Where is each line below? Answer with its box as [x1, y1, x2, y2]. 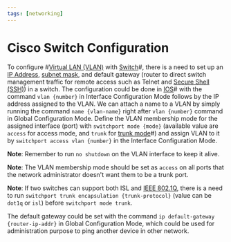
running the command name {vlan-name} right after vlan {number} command [7, 106, 223, 115]
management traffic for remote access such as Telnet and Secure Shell [7, 77, 210, 86]
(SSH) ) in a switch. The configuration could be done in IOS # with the [7, 84, 203, 93]
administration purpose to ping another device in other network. [7, 226, 190, 235]
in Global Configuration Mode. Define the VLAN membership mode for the [7, 114, 218, 122]
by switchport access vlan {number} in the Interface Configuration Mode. [7, 136, 218, 145]
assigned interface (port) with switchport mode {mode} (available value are [7, 122, 219, 130]
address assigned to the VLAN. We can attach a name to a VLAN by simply [7, 100, 221, 108]
